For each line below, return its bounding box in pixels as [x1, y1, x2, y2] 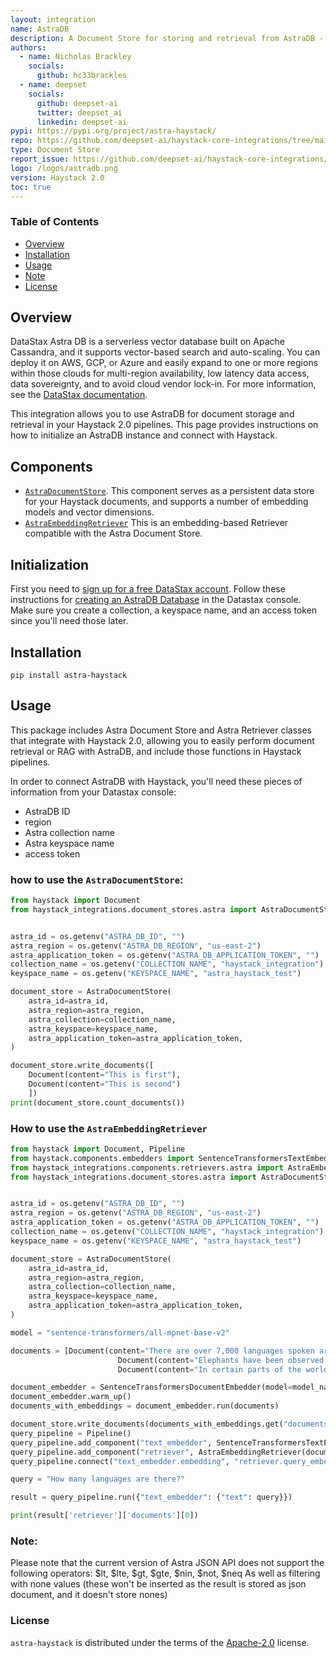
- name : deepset [19, 80, 87, 90]
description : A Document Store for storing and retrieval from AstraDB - [10, 33, 325, 43]
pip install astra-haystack [10, 670, 128, 680]
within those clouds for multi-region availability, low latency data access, [10, 367, 310, 380]
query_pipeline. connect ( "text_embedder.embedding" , [10, 1456, 230, 1466]
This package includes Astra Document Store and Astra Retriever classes [10, 724, 312, 736]
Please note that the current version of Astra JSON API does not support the [10, 1557, 325, 1569]
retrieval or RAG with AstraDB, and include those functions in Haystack [10, 745, 302, 757]
